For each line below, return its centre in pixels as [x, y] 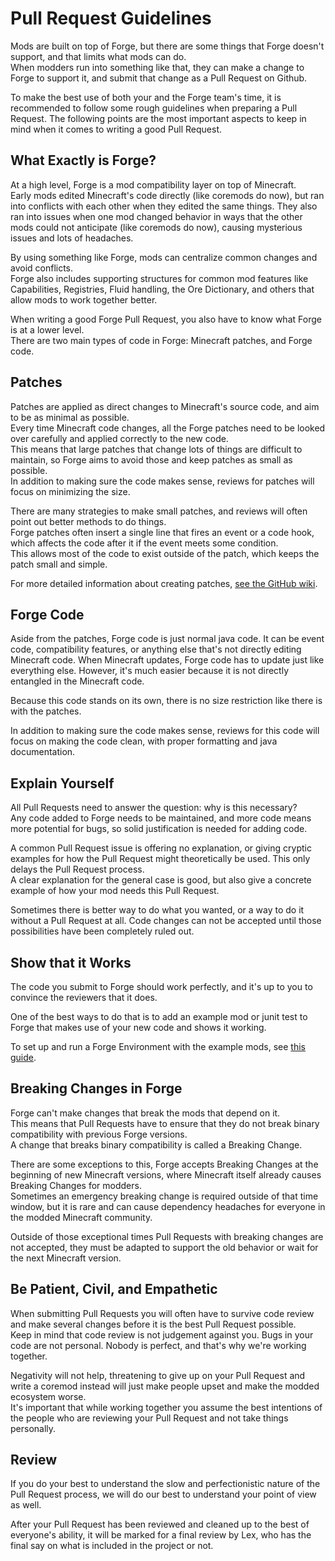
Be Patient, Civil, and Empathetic [114, 1289]
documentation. [43, 752]
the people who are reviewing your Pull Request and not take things [149, 1418]
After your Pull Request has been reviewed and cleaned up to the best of [160, 1524]
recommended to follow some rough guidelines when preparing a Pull [154, 108]
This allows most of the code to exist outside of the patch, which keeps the [165, 553]
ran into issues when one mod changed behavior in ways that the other [156, 216]
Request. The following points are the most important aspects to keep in [158, 118]
